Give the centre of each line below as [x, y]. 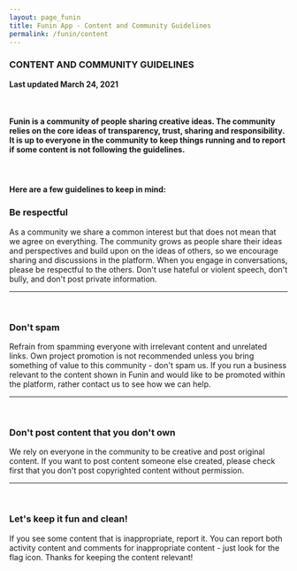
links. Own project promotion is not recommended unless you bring [132, 356]
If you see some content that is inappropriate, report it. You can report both [146, 538]
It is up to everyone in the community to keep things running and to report [147, 140]
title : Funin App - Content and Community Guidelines [110, 26]
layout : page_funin [45, 17]
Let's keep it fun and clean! [69, 519]
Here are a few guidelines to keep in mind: [88, 189]
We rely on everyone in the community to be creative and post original [137, 451]
